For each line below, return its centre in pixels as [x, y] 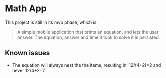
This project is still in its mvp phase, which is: [52, 22]
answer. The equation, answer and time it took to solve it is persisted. [89, 37]
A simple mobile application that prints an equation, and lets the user [88, 32]
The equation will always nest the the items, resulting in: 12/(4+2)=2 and [87, 65]
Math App [26, 9]
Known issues [28, 53]
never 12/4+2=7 [29, 70]
